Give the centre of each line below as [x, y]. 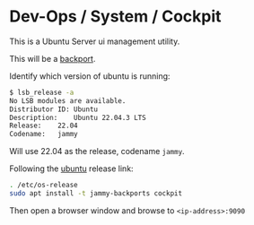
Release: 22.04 [44, 126]
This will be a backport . [53, 58]
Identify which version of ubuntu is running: [90, 76]
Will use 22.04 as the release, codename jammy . [97, 151]
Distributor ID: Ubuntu [54, 109]
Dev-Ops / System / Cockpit [115, 17]
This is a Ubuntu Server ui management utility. [95, 41]
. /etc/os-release [44, 186]
